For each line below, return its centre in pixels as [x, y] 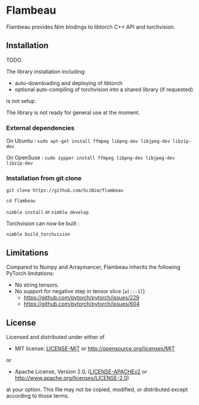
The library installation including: [46, 71]
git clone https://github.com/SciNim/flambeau [65, 191]
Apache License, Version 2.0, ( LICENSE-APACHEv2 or [81, 371]
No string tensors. [37, 285]
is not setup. [21, 101]
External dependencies [40, 127]
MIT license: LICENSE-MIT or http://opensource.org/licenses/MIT [95, 348]
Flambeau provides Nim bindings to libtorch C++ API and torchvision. [91, 27]
